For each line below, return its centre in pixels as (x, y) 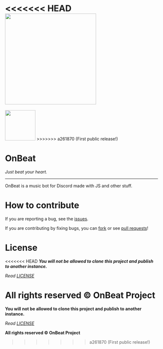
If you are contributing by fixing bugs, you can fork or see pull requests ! (77, 228)
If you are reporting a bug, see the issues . (47, 219)
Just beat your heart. (26, 172)
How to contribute (42, 205)
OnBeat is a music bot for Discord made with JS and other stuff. (69, 186)
